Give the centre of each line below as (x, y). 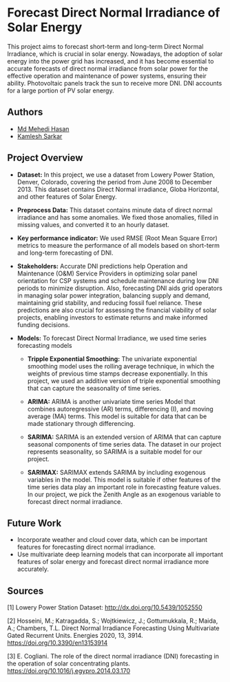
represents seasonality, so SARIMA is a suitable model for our (115, 451)
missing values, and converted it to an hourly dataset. (93, 224)
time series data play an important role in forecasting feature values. (124, 487)
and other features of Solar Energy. (67, 196)
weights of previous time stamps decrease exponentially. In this (117, 373)
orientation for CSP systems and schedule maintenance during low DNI (118, 280)
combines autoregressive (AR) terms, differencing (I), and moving (120, 409)
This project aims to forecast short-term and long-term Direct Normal (105, 46)
